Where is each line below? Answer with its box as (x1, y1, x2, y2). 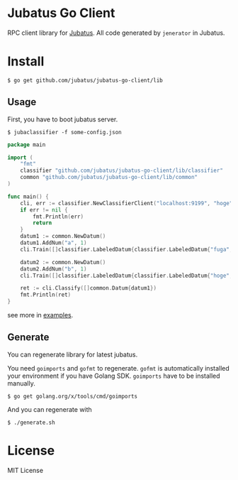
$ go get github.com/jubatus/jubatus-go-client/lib (7, 77, 163, 84)
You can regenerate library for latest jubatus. (7, 350, 138, 359)
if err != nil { (20, 206, 69, 214)
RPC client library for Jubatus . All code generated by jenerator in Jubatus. (7, 28, 225, 37)
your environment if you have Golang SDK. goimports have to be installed (7, 371, 221, 380)
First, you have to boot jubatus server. (7, 115, 118, 124)
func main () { (7, 193, 50, 200)
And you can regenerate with (7, 405, 92, 413)
